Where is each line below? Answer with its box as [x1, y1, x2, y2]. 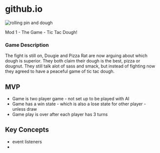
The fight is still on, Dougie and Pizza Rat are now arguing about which [5, 53, 148, 59]
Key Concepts [5, 125, 49, 134]
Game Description [5, 41, 49, 48]
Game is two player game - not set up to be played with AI [12, 96, 130, 102]
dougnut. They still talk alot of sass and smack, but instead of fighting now [5, 63, 156, 69]
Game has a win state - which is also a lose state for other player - [12, 101, 146, 107]
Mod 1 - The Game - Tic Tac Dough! [5, 29, 77, 35]
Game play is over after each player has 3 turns [12, 112, 108, 118]
